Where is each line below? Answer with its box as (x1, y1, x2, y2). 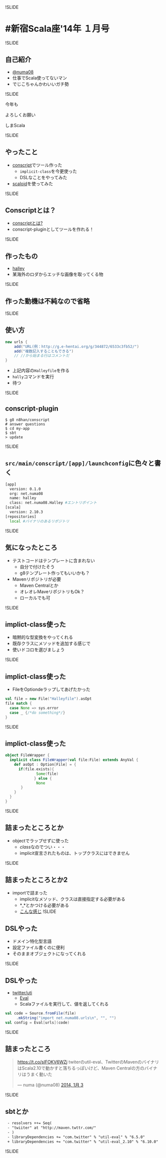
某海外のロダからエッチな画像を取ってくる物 (12, 272, 104, 277)
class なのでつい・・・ (19, 844, 66, 850)
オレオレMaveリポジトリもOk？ (19, 588, 85, 595)
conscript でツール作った (12, 162, 62, 168)
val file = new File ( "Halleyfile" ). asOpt (5, 696, 92, 701)
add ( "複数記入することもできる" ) (14, 348, 74, 354)
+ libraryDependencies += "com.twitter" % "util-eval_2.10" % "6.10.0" (7, 1139, 159, 1144)
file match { (5, 701, 32, 706)
